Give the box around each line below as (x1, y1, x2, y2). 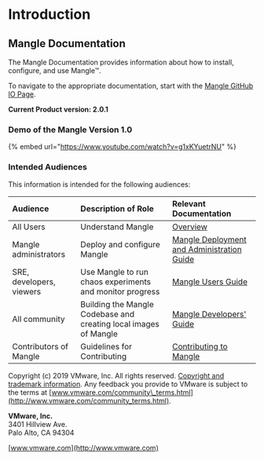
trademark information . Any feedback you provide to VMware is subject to (8, 379, 248, 389)
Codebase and (80, 308, 135, 319)
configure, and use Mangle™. (8, 66, 101, 75)
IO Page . (8, 89, 36, 99)
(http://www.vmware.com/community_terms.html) (8, 396, 170, 405)
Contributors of (12, 341, 69, 352)
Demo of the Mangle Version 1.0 (8, 124, 133, 135)
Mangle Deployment (171, 234, 247, 245)
